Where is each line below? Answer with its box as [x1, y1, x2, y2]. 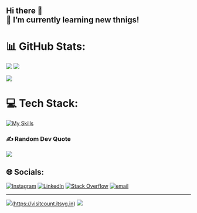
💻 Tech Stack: [6, 96, 79, 110]
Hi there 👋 [6, 6, 43, 16]
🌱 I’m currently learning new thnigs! [6, 15, 140, 25]
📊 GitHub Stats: [6, 39, 86, 53]
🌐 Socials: [6, 167, 45, 177]
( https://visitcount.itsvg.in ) [12, 200, 76, 207]
